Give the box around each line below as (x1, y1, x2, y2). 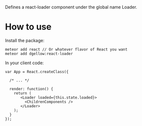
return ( (14, 91, 32, 96)
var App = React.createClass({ (5, 69, 69, 74)
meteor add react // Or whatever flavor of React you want (5, 47, 128, 52)
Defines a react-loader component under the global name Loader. (5, 4, 138, 10)
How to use (5, 22, 52, 32)
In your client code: (5, 60, 44, 66)
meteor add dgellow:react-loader (5, 51, 73, 56)
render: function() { (9, 86, 54, 91)
